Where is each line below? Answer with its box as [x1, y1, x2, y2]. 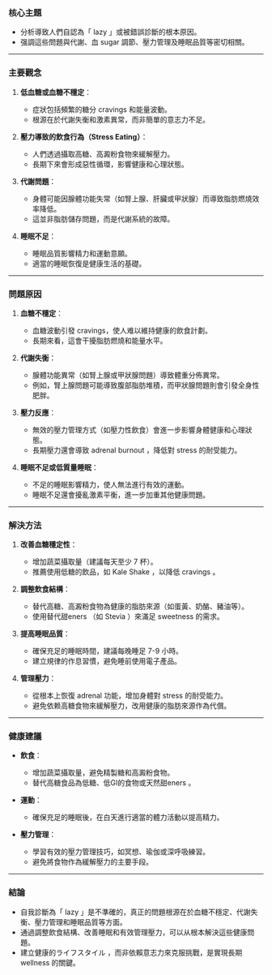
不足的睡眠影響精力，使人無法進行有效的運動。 [32, 479, 189, 489]
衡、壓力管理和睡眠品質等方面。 [19, 917, 127, 926]
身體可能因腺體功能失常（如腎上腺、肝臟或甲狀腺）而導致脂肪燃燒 [32, 193, 253, 204]
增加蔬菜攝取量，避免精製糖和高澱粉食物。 [32, 768, 175, 778]
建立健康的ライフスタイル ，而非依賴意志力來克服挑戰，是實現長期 [19, 947, 243, 957]
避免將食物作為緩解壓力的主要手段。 [32, 857, 154, 867]
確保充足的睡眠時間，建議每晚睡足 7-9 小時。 [32, 646, 184, 656]
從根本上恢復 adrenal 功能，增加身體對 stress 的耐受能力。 [32, 691, 228, 701]
